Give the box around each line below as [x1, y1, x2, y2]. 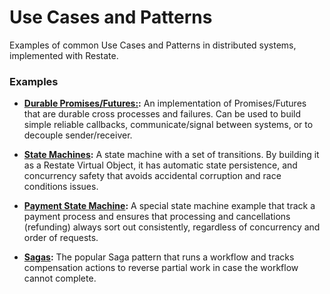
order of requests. [23, 232, 99, 244]
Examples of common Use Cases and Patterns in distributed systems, [9, 39, 297, 51]
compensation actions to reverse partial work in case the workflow [23, 262, 299, 274]
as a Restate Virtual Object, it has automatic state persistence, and [23, 159, 298, 171]
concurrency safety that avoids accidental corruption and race [23, 170, 282, 182]
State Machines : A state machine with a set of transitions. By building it [23, 149, 320, 161]
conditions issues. [23, 181, 99, 193]
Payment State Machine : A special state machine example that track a [23, 200, 316, 212]
